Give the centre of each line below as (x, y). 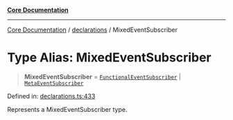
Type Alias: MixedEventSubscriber (109, 58)
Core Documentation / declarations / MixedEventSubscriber (93, 30)
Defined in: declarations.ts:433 (51, 96)
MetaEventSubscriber (54, 83)
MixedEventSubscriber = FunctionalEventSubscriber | (103, 77)
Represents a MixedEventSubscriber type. (67, 109)
